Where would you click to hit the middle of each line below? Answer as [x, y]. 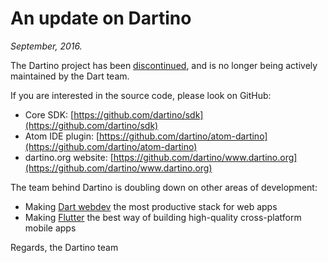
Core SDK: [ [49, 114]
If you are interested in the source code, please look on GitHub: [141, 95]
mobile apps [50, 228]
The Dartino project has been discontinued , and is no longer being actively [164, 65]
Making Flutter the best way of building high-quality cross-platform [163, 217]
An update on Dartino [101, 18]
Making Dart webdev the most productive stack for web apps [151, 206]
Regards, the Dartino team [64, 247]
